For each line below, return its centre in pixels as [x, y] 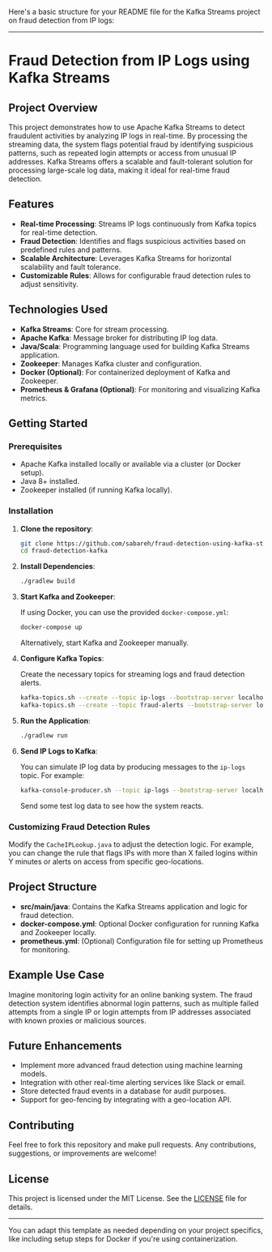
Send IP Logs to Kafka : [59, 751]
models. [34, 1074]
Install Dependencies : [57, 566]
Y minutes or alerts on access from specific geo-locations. [106, 861]
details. [21, 1207]
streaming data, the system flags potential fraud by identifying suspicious [131, 144]
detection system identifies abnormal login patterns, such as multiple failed [134, 1003]
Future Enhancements [66, 1046]
